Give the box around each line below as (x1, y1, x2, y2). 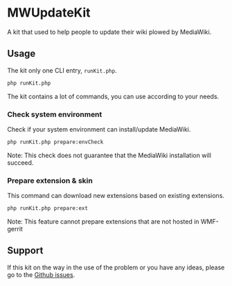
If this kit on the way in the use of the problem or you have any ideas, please (7, 263, 225, 271)
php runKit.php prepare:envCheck (7, 138, 104, 145)
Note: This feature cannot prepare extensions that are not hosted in (7, 217, 199, 226)
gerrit (7, 224, 23, 233)
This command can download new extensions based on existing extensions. (7, 192, 225, 200)
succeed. (7, 158, 34, 167)
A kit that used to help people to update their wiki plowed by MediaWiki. (7, 28, 212, 36)
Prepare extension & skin (7, 175, 93, 185)
